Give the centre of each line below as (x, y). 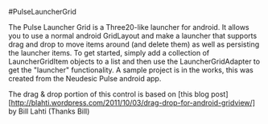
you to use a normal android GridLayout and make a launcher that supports (133, 36)
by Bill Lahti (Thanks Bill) (49, 111)
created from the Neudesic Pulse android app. (85, 79)
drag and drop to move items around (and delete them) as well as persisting (134, 44)
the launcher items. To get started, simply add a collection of (109, 53)
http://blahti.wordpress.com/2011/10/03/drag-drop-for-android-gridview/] (133, 103)
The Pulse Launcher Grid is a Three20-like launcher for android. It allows (129, 27)
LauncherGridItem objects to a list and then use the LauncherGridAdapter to (134, 61)
